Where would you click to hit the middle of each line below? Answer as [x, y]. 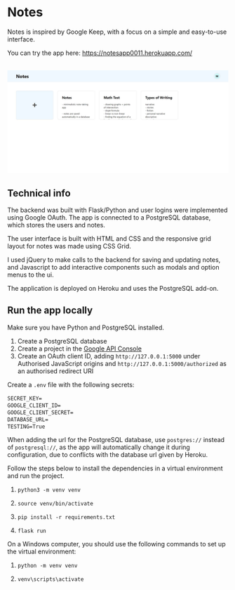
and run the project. [36, 475]
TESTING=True [26, 427]
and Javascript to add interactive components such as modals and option [113, 268]
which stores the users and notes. [56, 225]
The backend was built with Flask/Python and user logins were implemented [117, 210]
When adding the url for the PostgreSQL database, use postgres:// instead [116, 439]
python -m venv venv [47, 565]
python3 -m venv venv [49, 490]
